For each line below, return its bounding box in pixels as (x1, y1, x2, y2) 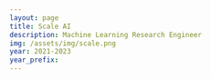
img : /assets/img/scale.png (9, 38, 117, 48)
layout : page (9, 13, 59, 23)
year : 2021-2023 (9, 47, 71, 56)
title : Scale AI (9, 22, 71, 31)
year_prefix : (9, 55, 59, 64)
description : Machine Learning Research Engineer (9, 30, 203, 39)
